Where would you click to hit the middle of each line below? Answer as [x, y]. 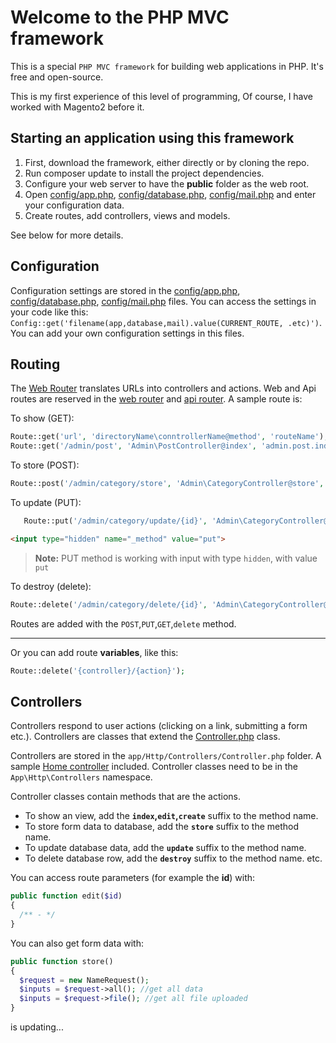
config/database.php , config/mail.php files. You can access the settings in [163, 301]
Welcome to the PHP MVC [120, 17]
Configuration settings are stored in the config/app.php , [125, 290]
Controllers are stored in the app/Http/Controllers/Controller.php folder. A [166, 756]
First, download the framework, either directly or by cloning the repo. [167, 162]
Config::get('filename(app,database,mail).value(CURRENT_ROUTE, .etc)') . [166, 322]
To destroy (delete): [51, 586]
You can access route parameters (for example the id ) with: [133, 878]
